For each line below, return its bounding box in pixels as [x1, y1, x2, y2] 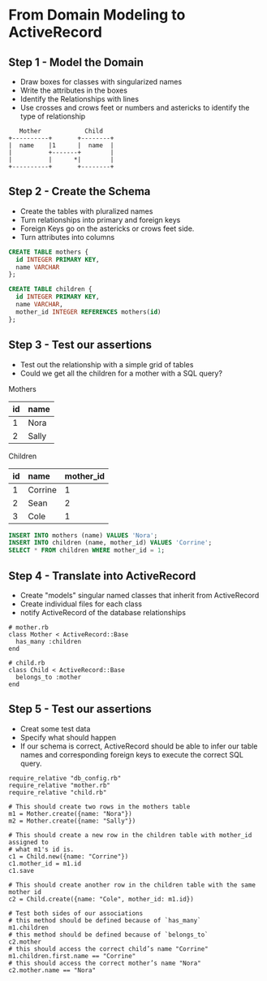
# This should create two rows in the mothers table [8, 802, 191, 810]
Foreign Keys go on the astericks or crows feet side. [19, 224, 195, 233]
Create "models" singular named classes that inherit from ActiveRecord [19, 590, 260, 600]
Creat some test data [19, 723, 91, 733]
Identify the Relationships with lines [19, 94, 140, 103]
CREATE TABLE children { [8, 285, 93, 293]
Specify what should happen [19, 732, 116, 742]
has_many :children [15, 637, 82, 645]
